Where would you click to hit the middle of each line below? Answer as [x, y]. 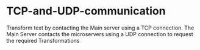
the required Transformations [43, 40]
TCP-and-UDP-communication [86, 11]
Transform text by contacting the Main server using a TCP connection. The [100, 28]
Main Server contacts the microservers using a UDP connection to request [100, 34]
